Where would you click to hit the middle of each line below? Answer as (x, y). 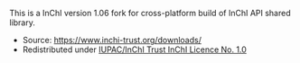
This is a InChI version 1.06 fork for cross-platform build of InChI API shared (150, 13)
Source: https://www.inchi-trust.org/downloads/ (112, 40)
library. (23, 22)
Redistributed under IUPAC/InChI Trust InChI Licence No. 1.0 (134, 49)
